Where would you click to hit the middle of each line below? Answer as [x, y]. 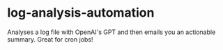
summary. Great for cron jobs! [50, 39]
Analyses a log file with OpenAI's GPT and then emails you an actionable [111, 32]
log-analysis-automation [81, 13]
